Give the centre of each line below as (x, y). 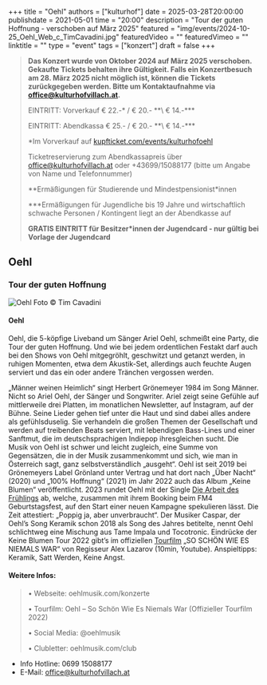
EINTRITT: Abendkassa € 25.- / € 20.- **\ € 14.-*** (112, 126)
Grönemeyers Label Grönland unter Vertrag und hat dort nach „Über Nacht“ (132, 472)
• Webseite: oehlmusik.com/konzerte (88, 593)
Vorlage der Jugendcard (69, 237)
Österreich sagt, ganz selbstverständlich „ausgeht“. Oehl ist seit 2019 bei (128, 464)
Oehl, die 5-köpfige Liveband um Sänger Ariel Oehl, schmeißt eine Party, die (133, 338)
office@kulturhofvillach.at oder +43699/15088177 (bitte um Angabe (139, 165)
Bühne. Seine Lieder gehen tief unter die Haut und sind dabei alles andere (130, 413)
